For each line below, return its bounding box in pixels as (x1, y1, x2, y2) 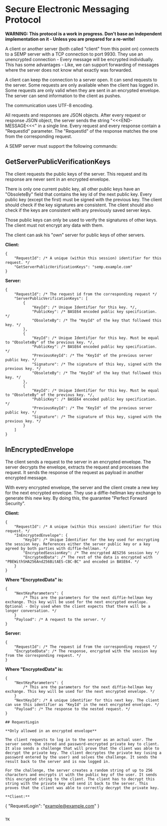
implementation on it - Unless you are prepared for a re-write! (5, 36, 136, 42)
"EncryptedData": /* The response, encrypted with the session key (14, 648, 157, 654)
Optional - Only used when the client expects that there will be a (5, 604, 151, 609)
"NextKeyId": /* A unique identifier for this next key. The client (14, 697, 160, 703)
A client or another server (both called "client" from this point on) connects (5, 46, 159, 52)
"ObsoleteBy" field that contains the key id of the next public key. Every (5, 191, 152, 197)
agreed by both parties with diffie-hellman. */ (5, 546, 108, 551)
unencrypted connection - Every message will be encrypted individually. (5, 56, 154, 62)
